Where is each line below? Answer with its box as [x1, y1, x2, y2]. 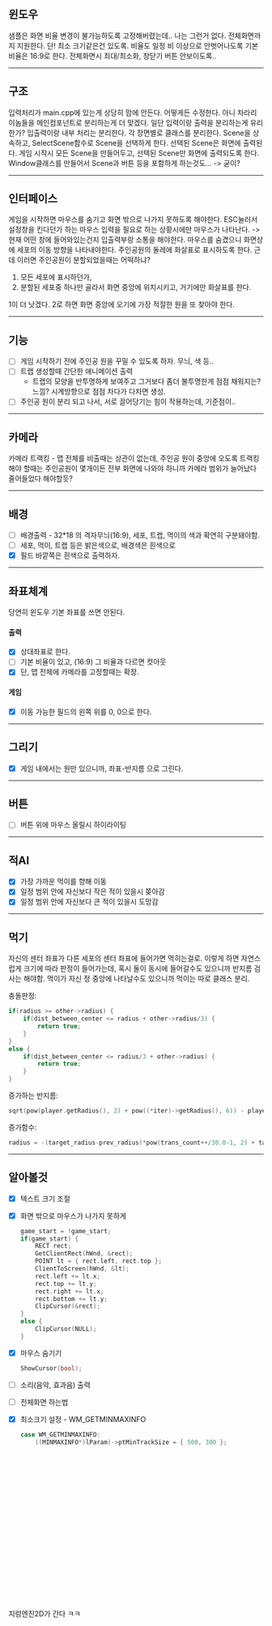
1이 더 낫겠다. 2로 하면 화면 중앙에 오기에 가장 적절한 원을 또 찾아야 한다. [8, 300, 236, 309]
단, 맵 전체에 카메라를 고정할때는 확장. [19, 667, 139, 677]
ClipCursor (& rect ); [35, 1302, 101, 1310]
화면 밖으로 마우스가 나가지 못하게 [19, 1211, 127, 1220]
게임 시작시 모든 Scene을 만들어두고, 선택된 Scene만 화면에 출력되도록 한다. [19, 148, 260, 158]
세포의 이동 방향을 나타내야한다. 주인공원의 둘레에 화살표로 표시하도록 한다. [16, 245, 253, 255]
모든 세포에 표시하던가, [19, 272, 92, 282]
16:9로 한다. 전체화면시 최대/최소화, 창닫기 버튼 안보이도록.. [29, 51, 217, 61]
